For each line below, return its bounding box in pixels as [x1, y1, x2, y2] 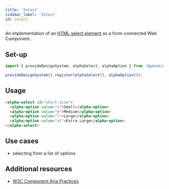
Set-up [5, 50, 28, 59]
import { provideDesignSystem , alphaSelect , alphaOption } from [5, 64, 143, 69]
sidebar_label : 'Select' [5, 12, 57, 17]
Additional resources [5, 165, 72, 173]
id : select [5, 17, 28, 22]
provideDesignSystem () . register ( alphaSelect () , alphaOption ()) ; [5, 73, 143, 78]
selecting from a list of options [12, 150, 76, 156]
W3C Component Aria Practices [12, 178, 79, 184]
